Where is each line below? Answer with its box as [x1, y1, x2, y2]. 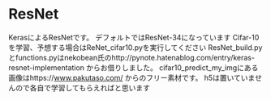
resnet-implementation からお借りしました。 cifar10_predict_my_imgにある [8, 62, 259, 73]
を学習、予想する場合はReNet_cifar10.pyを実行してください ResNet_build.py [8, 42, 263, 52]
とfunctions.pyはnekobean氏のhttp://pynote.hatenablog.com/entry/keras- [8, 52, 256, 62]
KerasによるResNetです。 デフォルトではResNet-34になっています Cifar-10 [8, 32, 260, 42]
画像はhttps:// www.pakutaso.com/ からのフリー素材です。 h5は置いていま [8, 73, 256, 82]
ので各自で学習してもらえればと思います [15, 82, 150, 93]
